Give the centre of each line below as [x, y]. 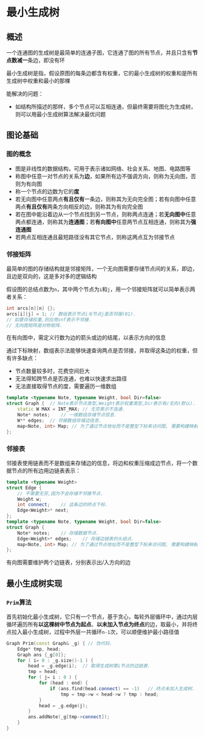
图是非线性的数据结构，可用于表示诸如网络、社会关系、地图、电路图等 [103, 169]
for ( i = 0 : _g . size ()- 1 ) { [56, 660]
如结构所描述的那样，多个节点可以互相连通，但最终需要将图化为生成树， [105, 107]
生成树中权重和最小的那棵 [38, 81]
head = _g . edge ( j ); [63, 706]
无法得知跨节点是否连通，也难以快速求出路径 [71, 379]
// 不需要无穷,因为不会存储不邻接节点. [60, 494]
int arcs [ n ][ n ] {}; [31, 308]
